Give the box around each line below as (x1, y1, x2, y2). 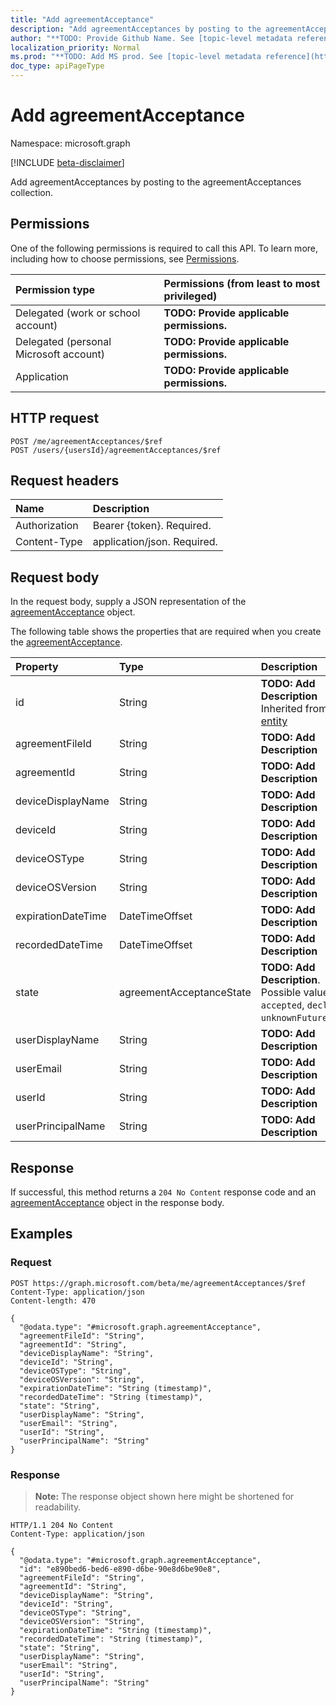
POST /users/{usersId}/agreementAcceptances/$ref (10, 445, 222, 455)
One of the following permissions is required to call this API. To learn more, (10, 242, 319, 254)
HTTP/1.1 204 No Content (10, 1520, 114, 1530)
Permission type (15, 282, 96, 296)
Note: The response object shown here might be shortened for (34, 1490, 295, 1502)
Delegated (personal (15, 334, 112, 348)
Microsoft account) (15, 347, 106, 361)
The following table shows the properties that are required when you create (10, 626, 322, 638)
